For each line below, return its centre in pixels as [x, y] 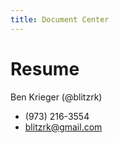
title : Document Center [60, 19]
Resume [45, 68]
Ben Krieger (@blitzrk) [56, 97]
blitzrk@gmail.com [63, 127]
